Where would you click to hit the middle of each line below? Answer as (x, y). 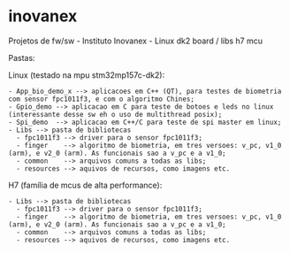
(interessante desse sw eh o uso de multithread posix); (115, 114)
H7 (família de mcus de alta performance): (85, 185)
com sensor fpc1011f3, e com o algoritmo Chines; (102, 99)
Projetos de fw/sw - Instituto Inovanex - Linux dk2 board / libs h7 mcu (135, 41)
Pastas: (22, 57)
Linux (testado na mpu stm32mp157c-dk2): (87, 75)
